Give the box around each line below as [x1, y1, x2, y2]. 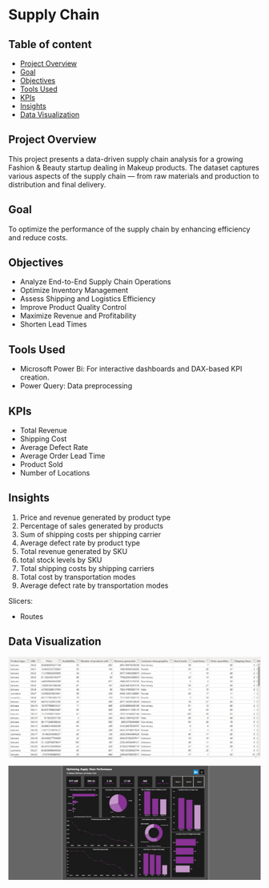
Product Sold [19, 460, 63, 469]
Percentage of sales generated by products [19, 520, 164, 530]
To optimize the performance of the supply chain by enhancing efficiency [8, 224, 251, 234]
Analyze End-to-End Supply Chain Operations [19, 277, 171, 287]
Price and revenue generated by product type [19, 512, 171, 522]
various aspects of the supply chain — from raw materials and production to [8, 171, 259, 181]
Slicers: [8, 596, 34, 605]
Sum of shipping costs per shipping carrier [19, 529, 162, 539]
